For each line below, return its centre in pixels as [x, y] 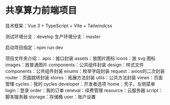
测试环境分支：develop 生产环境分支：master [53, 36]
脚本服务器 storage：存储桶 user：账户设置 [51, 97]
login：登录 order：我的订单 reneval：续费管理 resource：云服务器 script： [84, 90]
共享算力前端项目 [41, 10]
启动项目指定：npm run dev [34, 47]
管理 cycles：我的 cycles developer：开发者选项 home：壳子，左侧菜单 [80, 84]
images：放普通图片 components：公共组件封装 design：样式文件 [75, 65]
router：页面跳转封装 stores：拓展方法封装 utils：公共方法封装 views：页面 [84, 77]
